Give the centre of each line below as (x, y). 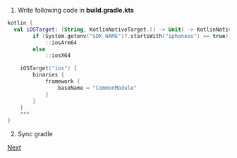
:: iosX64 (58, 55)
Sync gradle (35, 134)
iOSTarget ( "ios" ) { (49, 68)
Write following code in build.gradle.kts (75, 10)
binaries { (49, 75)
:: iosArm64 (61, 42)
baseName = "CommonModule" (97, 88)
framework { (62, 81)
